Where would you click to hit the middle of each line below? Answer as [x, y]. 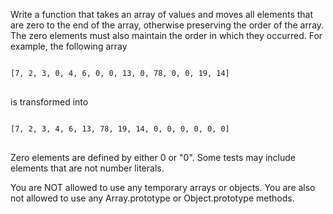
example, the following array [69, 46]
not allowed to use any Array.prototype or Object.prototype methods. [152, 198]
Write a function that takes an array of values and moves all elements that [162, 14]
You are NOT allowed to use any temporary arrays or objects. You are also [163, 187]
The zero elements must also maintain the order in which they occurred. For [166, 35]
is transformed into [49, 102]
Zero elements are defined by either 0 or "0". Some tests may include [153, 157]
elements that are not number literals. [87, 168]
